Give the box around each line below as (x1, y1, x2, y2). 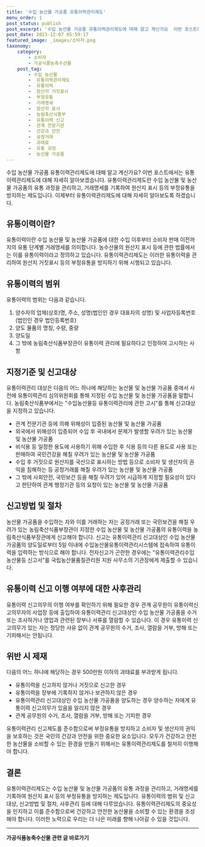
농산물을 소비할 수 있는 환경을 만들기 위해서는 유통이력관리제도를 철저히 (12, 740, 182, 747)
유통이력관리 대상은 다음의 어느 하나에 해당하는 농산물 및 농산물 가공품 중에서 (6, 384, 189, 391)
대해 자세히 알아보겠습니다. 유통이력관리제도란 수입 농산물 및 (42, 176, 186, 183)
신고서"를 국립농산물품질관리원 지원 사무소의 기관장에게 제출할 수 (27, 556, 182, 563)
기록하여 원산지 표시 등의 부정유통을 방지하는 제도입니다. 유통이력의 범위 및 (6, 793, 184, 800)
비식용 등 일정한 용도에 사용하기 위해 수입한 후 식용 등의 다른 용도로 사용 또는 (15, 442, 198, 450)
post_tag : (17, 65, 43, 72)
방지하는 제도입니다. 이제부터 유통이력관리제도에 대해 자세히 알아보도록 (6, 191, 174, 199)
